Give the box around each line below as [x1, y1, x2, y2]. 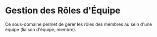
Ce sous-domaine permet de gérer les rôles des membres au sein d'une [5, 21, 152, 27]
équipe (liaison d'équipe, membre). [5, 26, 77, 32]
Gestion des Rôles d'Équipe [5, 5, 121, 16]
